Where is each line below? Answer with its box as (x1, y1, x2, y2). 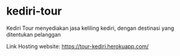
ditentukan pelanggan (6, 30, 61, 38)
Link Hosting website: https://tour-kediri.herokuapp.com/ (6, 43, 149, 50)
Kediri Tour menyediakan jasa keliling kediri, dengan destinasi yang (6, 24, 175, 32)
